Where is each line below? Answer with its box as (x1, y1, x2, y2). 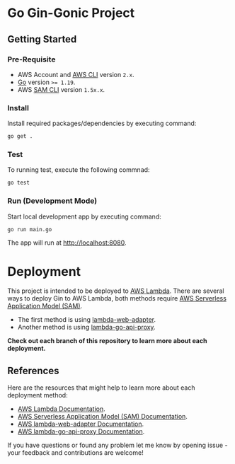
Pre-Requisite (7, 54, 56, 64)
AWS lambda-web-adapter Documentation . (17, 419, 144, 429)
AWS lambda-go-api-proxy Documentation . (17, 427, 145, 436)
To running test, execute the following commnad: (7, 166, 150, 174)
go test (7, 179, 30, 187)
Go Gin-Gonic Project (7, 5, 135, 21)
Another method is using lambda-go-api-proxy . (17, 323, 156, 332)
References (7, 364, 59, 376)
